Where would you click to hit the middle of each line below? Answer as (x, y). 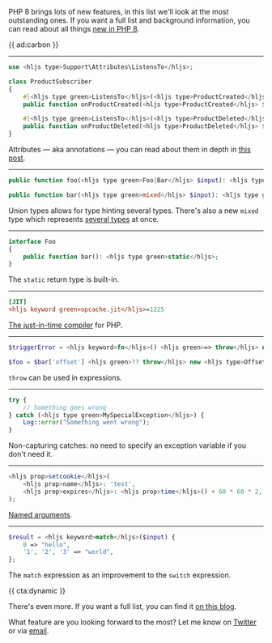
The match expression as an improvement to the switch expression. (120, 575)
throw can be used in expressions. (66, 377)
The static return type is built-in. (64, 279)
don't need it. (31, 454)
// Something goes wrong (65, 407)
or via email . (29, 631)
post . (17, 158)
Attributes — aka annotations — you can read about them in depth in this (130, 149)
